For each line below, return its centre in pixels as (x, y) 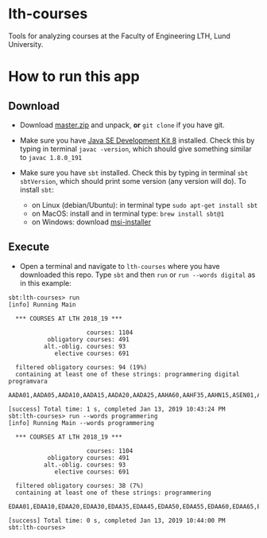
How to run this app (74, 77)
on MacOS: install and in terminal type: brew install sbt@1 (128, 213)
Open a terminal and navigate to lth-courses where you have (120, 266)
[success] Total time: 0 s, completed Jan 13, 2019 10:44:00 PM (117, 520)
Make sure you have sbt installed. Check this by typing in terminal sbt (134, 173)
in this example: (45, 283)
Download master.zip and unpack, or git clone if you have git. (122, 125)
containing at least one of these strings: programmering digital (128, 374)
